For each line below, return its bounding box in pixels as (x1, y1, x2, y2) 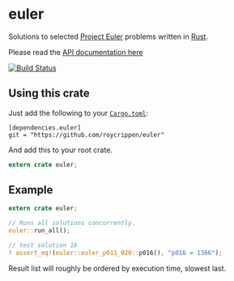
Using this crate (8, 87, 91, 100)
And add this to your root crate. (8, 145, 113, 155)
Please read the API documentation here (8, 47, 143, 57)
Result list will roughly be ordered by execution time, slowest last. (8, 263, 227, 273)
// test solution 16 (8, 241, 79, 249)
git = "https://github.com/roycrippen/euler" (8, 130, 164, 138)
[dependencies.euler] (8, 123, 82, 132)
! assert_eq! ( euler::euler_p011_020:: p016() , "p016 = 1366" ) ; (8, 249, 223, 257)
